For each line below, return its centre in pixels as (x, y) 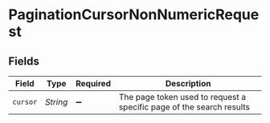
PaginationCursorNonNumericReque (134, 15)
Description (188, 83)
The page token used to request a (182, 97)
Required (93, 83)
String (57, 102)
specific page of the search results (184, 107)
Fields (24, 61)
